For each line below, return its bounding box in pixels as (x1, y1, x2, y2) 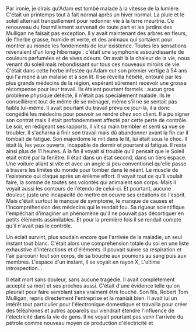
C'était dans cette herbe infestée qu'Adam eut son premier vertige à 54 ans (6, 67, 187, 74)
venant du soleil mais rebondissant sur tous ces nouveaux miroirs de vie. (6, 61, 181, 68)
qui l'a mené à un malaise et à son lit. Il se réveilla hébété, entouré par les (6, 73, 182, 80)
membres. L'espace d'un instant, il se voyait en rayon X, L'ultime (6, 258, 160, 265)
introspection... (6, 265, 43, 271)
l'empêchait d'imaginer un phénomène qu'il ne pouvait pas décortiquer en (6, 210, 184, 217)
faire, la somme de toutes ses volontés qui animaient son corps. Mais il (6, 179, 176, 186)
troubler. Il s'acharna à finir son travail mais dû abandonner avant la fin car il (6, 129, 188, 136)
